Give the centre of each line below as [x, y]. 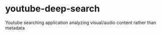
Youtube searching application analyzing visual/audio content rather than [81, 22]
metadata [15, 27]
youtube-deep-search [53, 9]
